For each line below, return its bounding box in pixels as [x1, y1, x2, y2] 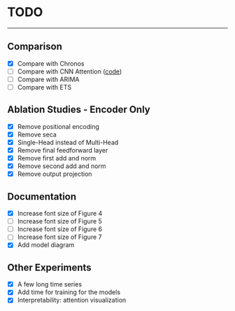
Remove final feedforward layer [17, 146, 108, 154]
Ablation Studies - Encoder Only [7, 104, 150, 116]
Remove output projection [17, 170, 92, 179]
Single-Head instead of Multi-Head [17, 138, 119, 146]
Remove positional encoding [17, 122, 100, 130]
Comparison [7, 41, 63, 53]
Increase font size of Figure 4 [17, 209, 103, 218]
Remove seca [17, 130, 57, 139]
